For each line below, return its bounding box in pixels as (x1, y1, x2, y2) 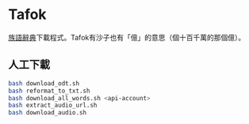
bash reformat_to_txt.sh (8, 87, 90, 95)
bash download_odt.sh (8, 79, 80, 88)
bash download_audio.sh (8, 109, 87, 117)
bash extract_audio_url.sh (8, 101, 98, 110)
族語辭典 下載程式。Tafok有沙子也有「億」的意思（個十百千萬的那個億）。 (8, 32, 246, 42)
